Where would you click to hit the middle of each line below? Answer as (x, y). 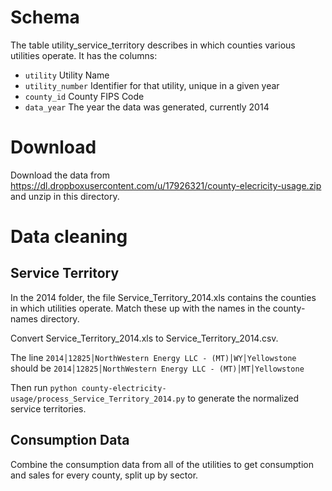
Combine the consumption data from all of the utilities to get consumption (162, 464)
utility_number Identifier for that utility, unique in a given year (152, 85)
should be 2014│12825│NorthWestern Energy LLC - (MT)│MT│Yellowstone (157, 368)
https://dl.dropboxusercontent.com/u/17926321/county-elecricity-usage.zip (166, 185)
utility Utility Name (67, 75)
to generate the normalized (243, 398)
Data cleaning (69, 237)
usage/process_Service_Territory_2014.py (98, 399)
